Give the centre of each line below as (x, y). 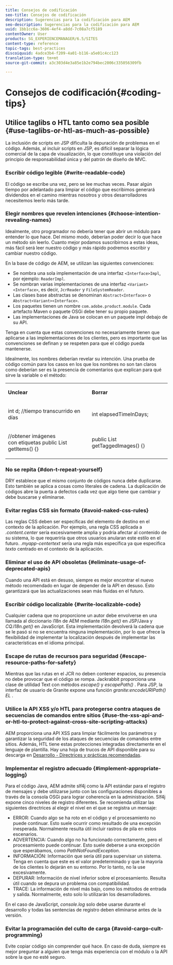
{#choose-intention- (134, 214)
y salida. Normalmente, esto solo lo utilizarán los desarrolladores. (82, 894)
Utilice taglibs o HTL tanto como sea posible (77, 122)
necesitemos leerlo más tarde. (37, 200)
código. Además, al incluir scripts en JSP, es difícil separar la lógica (77, 148)
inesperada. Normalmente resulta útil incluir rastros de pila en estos (84, 829)
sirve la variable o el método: (36, 375)
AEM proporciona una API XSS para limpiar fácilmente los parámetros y (81, 733)
